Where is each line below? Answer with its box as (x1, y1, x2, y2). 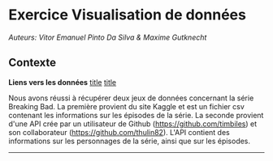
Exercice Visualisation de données (8, 6, 246, 24)
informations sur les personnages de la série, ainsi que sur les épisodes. (8, 136, 250, 146)
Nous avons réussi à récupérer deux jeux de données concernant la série (8, 93, 254, 103)
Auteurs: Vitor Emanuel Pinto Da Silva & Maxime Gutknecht (8, 32, 207, 42)
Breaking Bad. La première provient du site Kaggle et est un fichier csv (8, 101, 245, 111)
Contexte (8, 56, 57, 70)
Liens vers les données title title (8, 77, 117, 87)
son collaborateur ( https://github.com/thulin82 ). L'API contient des (8, 127, 230, 137)
